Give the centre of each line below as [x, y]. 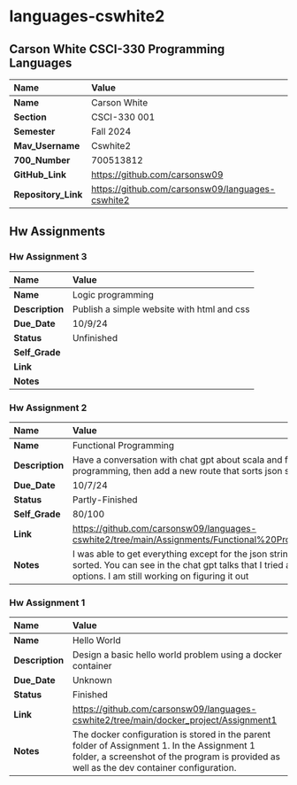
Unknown [92, 680]
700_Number [42, 160]
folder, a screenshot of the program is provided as [176, 757]
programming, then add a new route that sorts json [177, 470]
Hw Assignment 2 [48, 408]
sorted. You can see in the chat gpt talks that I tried [178, 564]
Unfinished [95, 338]
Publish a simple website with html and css [161, 309]
